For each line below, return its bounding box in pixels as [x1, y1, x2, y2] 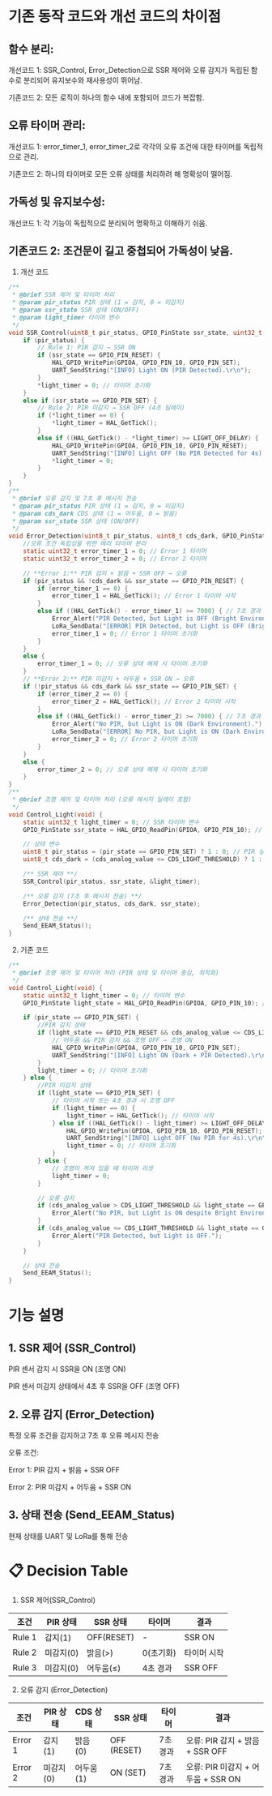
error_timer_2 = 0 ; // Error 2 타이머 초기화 [51, 735, 198, 744]
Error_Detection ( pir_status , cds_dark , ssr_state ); [23, 899, 201, 908]
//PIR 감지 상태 [37, 1021, 86, 1030]
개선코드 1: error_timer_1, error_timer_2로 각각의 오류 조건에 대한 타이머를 [8, 141, 242, 151]
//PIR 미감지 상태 [37, 1082, 91, 1090]
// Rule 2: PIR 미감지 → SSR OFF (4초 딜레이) [37, 404, 185, 412]
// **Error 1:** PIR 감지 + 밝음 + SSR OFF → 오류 [23, 569, 187, 577]
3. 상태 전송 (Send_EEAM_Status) [8, 1508, 176, 1522]
